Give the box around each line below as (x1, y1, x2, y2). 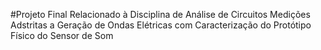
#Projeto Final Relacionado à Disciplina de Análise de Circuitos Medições (10, 9, 311, 20)
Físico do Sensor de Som (10, 30, 114, 41)
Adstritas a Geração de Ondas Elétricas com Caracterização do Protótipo (10, 19, 312, 31)
